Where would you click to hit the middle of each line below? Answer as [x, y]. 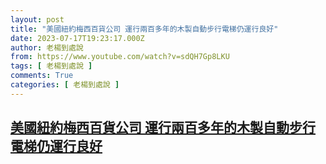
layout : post [37, 19]
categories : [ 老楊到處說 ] [65, 85]
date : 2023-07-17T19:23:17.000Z [77, 38]
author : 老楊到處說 [47, 47]
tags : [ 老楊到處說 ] [51, 66]
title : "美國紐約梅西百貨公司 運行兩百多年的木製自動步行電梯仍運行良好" [144, 29]
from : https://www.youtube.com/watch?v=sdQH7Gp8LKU [120, 57]
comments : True [42, 76]
